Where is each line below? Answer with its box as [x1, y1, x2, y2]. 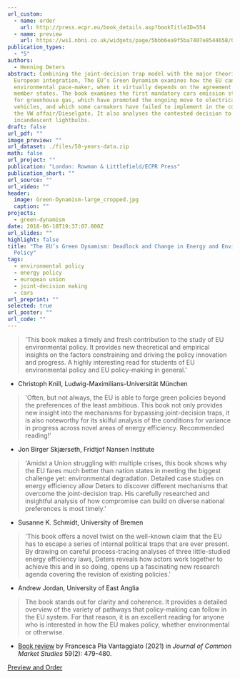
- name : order [14, 17, 56, 24]
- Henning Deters [14, 64, 66, 71]
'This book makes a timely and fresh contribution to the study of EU [24, 335, 224, 343]
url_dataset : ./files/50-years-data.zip [7, 143, 130, 151]
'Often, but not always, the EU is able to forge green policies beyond [24, 393, 226, 402]
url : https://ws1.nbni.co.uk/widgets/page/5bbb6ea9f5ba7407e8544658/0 [20, 37, 235, 44]
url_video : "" [7, 183, 50, 190]
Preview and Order [7, 663, 63, 672]
